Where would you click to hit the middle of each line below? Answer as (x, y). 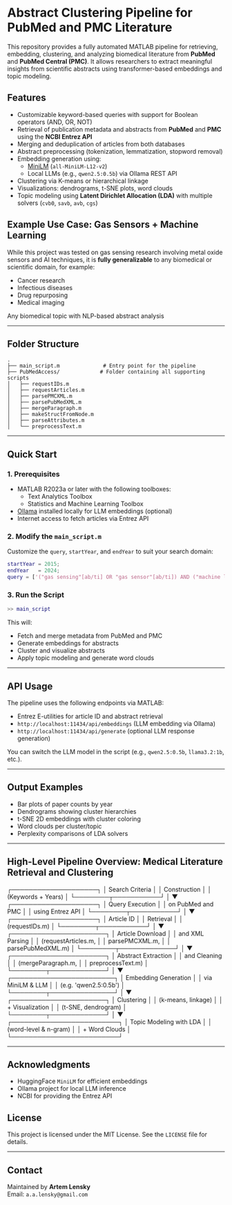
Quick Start (32, 454)
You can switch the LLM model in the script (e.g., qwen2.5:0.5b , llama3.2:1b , (116, 751)
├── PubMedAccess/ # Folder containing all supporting (106, 372)
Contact (25, 1170)
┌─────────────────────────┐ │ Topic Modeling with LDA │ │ (110, 1021)
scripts (18, 378)
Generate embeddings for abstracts (68, 643)
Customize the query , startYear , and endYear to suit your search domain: (110, 551)
